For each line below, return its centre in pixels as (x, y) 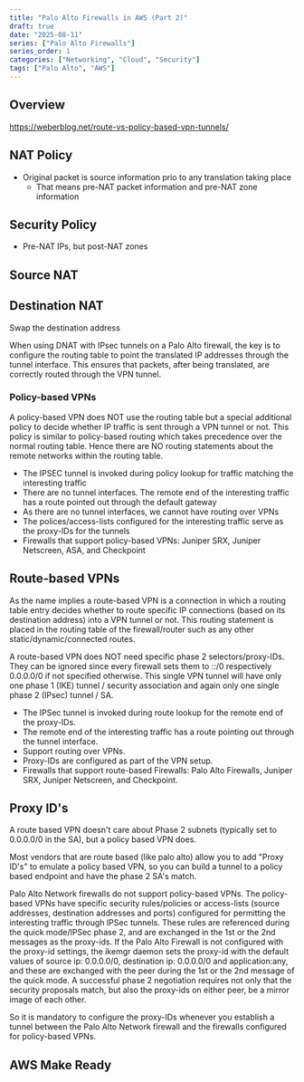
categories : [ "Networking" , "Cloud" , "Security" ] (105, 60)
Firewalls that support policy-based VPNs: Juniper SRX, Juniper (141, 541)
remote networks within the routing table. (86, 455)
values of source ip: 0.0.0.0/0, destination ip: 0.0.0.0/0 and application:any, (149, 962)
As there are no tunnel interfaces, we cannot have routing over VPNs (151, 512)
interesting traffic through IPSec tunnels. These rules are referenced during (150, 923)
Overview (38, 105)
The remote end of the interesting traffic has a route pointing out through (158, 732)
